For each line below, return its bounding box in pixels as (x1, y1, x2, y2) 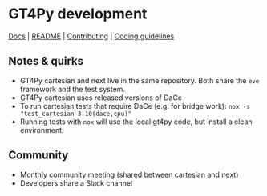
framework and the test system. (19, 84, 126, 94)
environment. (19, 125, 64, 134)
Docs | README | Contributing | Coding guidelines (8, 31, 175, 41)
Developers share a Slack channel (19, 178, 133, 188)
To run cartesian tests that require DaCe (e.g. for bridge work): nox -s (19, 101, 251, 110)
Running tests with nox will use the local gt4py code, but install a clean (19, 117, 253, 126)
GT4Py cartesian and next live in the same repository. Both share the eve (19, 75, 260, 85)
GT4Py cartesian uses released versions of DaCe (19, 93, 183, 102)
